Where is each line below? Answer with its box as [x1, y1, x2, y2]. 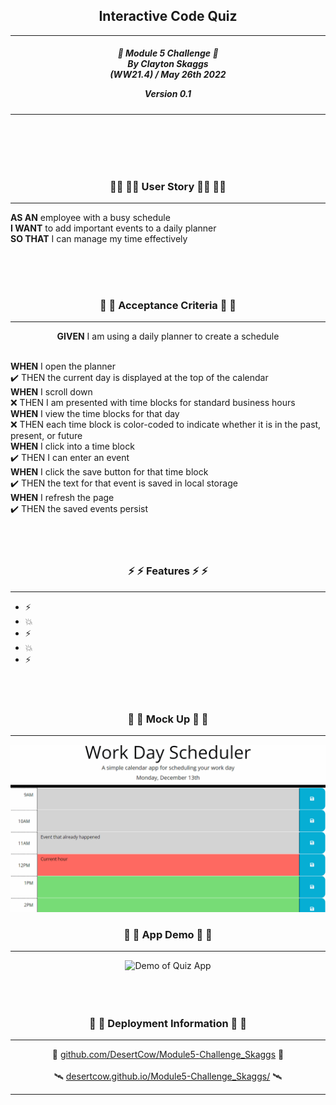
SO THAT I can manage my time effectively [10, 233, 188, 245]
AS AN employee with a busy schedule [10, 212, 171, 224]
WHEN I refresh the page [10, 492, 115, 504]
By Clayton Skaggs [127, 58, 209, 70]
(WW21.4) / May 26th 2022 [109, 69, 227, 81]
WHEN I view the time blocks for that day [10, 408, 180, 420]
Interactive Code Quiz [98, 8, 238, 25]
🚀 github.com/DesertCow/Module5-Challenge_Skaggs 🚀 [51, 1049, 285, 1061]
